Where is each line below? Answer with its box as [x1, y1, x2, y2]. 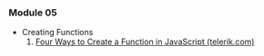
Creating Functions [21, 27, 94, 38]
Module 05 [8, 6, 58, 19]
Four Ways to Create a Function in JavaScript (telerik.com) [35, 36, 255, 47]
